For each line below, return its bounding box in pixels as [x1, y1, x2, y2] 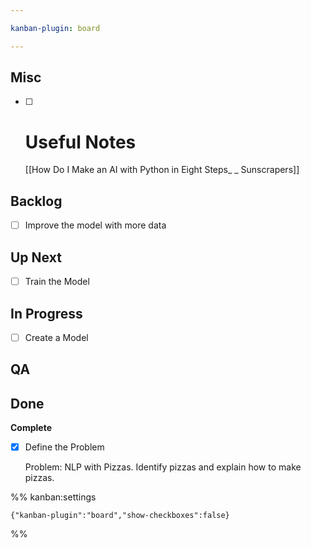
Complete [10, 422, 53, 434]
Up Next [10, 249, 62, 266]
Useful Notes [24, 131, 137, 153]
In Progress [10, 305, 83, 322]
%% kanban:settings [10, 491, 97, 503]
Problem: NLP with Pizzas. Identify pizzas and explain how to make [24, 461, 302, 473]
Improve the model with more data [24, 219, 167, 231]
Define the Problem [24, 441, 105, 453]
